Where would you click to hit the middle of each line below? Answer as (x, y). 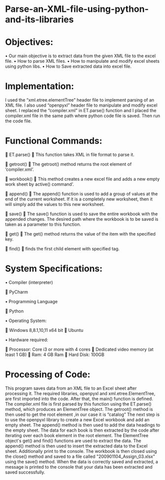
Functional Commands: (54, 141)
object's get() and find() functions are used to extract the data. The (73, 440)
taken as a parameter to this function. (43, 224)
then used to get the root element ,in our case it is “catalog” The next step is (82, 414)
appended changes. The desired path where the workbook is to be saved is (82, 219)
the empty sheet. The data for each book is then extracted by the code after (82, 430)
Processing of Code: (48, 375)
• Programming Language (32, 301)
